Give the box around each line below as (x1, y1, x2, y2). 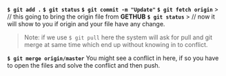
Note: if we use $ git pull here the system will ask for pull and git (23, 33, 213, 41)
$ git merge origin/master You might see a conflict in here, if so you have (7, 54, 219, 62)
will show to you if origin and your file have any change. (7, 20, 165, 28)
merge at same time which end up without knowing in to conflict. (23, 41, 208, 48)
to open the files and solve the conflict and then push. (7, 61, 161, 69)
